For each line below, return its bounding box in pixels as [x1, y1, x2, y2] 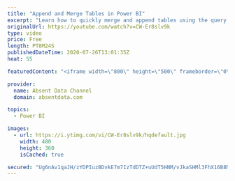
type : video [7, 29, 42, 37]
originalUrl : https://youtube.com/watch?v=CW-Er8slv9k [7, 23, 171, 30]
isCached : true [20, 151, 64, 158]
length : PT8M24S [7, 42, 55, 49]
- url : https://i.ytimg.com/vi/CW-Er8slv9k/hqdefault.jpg [13, 132, 187, 139]
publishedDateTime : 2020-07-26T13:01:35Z [7, 49, 130, 56]
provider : [7, 81, 36, 88]
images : [7, 125, 30, 132]
